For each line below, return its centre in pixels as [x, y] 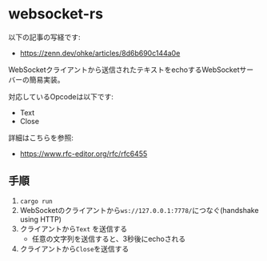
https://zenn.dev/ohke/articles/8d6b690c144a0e [100, 53]
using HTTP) [41, 219]
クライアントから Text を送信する [74, 228]
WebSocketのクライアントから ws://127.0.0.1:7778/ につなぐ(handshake [139, 210]
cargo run [36, 201]
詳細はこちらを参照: [41, 138]
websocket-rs [56, 14]
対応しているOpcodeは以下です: [61, 96]
